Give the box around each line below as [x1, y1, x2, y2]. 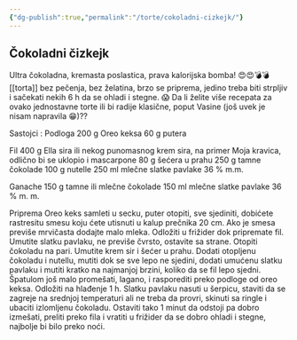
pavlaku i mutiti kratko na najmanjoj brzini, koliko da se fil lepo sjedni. [9, 265, 262, 275]
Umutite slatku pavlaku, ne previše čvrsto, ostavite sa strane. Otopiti [9, 236, 258, 247]
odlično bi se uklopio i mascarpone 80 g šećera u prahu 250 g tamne [9, 154, 262, 165]
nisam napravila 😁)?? [9, 111, 89, 122]
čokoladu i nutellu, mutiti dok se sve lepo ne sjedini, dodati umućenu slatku [9, 255, 283, 266]
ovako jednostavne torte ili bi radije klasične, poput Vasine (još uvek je [9, 101, 266, 112]
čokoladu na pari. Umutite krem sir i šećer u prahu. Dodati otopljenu [9, 246, 256, 257]
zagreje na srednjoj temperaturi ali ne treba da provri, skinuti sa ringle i [9, 293, 268, 304]
